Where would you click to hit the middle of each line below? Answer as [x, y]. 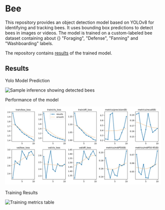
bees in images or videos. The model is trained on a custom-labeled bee [79, 33]
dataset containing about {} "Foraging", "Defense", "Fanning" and [72, 38]
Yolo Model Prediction [28, 80]
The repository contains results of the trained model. [59, 53]
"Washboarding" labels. [29, 43]
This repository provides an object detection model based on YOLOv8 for [80, 22]
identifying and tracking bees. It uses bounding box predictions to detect [79, 27]
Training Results [21, 192]
